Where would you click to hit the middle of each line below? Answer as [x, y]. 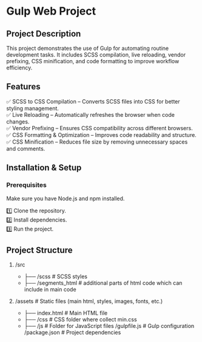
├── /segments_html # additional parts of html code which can [103, 283]
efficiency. [19, 68]
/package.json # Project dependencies [72, 332]
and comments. [26, 148]
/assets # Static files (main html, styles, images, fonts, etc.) [89, 301]
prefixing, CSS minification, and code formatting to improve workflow [93, 61]
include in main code [50, 290]
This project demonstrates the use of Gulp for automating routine [88, 48]
